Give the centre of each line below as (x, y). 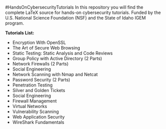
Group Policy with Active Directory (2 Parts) (57, 58)
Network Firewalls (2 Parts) (40, 64)
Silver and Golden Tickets (39, 90)
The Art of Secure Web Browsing (46, 48)
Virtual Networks (30, 106)
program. (15, 23)
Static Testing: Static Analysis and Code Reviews (63, 53)
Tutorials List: (20, 33)
